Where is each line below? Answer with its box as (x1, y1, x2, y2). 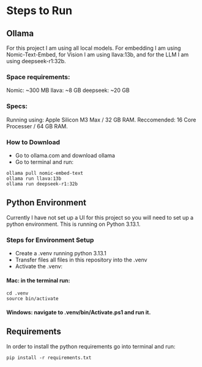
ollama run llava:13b (6, 176, 62, 182)
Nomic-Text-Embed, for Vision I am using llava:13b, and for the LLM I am (6, 51, 189, 58)
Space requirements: (6, 72, 70, 81)
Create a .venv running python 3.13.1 (15, 250, 107, 257)
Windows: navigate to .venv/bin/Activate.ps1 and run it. (6, 308, 151, 316)
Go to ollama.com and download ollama (15, 152, 115, 159)
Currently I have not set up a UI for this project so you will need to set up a (6, 214, 194, 221)
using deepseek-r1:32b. (6, 58, 66, 64)
